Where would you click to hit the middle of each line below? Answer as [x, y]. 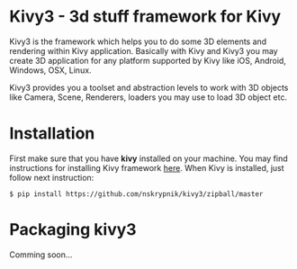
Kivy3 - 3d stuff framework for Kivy [145, 17]
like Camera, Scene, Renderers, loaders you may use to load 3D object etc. [148, 97]
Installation [52, 134]
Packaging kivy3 [73, 230]
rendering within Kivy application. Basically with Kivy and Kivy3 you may [144, 50]
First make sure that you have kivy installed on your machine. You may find [148, 158]
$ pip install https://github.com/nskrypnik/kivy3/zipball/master [136, 194]
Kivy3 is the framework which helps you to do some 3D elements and [138, 41]
